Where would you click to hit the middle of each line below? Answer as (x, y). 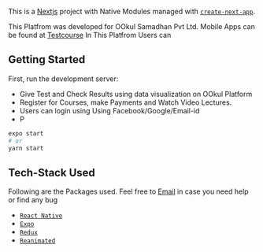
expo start (26, 133)
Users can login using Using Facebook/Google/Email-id (109, 110)
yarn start (26, 148)
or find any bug (33, 200)
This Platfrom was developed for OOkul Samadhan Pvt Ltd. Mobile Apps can (132, 26)
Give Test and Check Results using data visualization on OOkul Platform (136, 94)
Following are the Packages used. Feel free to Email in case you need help (129, 191)
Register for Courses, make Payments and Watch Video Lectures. (126, 102)
